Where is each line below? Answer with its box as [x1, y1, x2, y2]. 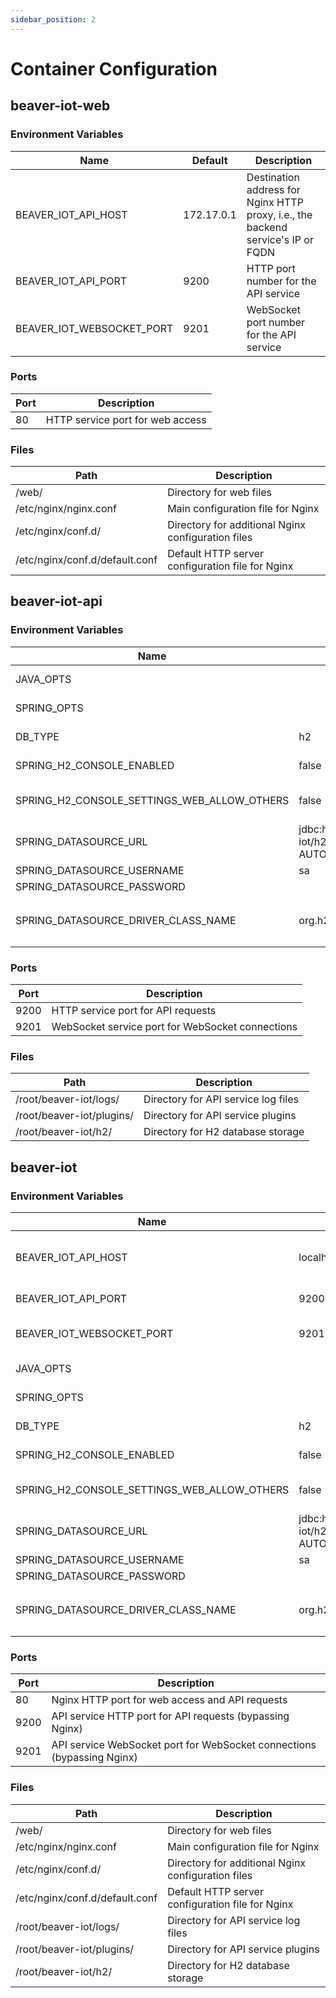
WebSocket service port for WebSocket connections [51, 1020, 298, 1034]
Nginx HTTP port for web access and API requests [51, 1693, 288, 1707]
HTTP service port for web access [45, 412, 207, 426]
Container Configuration [10, 57, 218, 80]
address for [246, 182, 301, 196]
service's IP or [246, 232, 314, 246]
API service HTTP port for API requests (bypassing [51, 1709, 290, 1723]
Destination [246, 170, 300, 184]
